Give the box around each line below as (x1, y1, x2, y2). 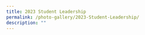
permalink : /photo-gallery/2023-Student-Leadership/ (6, 14, 140, 20)
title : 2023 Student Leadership (6, 8, 86, 15)
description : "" (6, 20, 46, 26)
